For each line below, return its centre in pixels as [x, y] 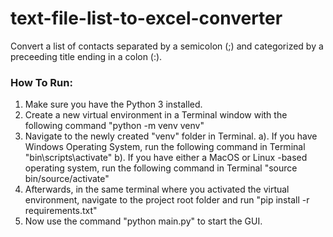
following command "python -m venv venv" [114, 126]
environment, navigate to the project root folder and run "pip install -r [167, 200]
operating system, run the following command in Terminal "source [161, 168]
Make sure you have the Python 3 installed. [113, 104]
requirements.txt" [61, 211]
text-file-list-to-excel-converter [146, 18]
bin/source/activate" [67, 179]
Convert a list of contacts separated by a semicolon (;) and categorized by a [167, 46]
